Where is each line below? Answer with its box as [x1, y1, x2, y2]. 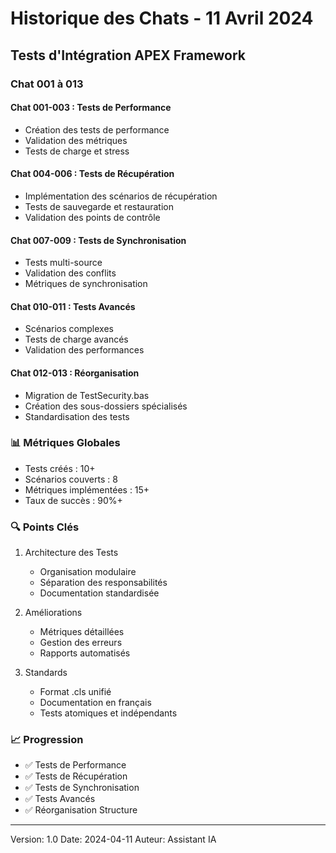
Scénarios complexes [24, 323, 114, 335]
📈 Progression [10, 733, 84, 747]
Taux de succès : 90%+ [24, 494, 123, 506]
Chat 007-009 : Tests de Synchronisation [10, 234, 187, 246]
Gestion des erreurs [39, 637, 123, 649]
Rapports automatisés [39, 647, 131, 659]
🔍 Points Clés [10, 520, 80, 534]
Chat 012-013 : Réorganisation [10, 367, 140, 379]
